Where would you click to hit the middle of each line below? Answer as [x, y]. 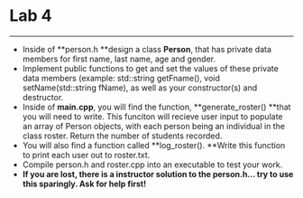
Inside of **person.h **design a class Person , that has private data [147, 49]
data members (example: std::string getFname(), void [121, 78]
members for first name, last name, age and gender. [119, 59]
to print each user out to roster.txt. [86, 155]
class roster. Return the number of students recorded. [122, 136]
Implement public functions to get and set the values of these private [151, 68]
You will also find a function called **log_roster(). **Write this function [154, 145]
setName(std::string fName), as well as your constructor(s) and [140, 88]
